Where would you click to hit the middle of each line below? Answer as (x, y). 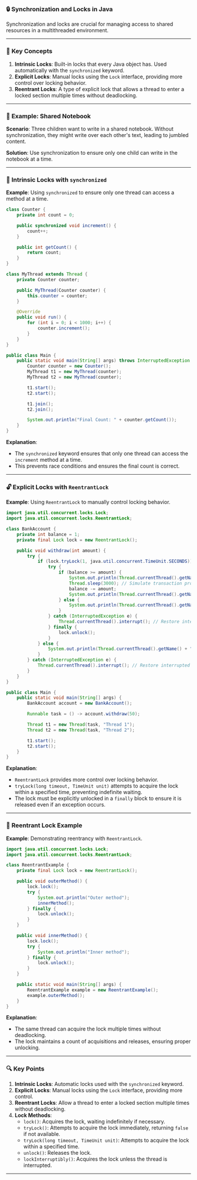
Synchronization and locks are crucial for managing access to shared (90, 24)
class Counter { (26, 210)
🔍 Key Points (26, 1069)
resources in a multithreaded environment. (57, 31)
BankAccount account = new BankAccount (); (80, 704)
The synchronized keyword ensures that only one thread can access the (101, 454)
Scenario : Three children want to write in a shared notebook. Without (90, 129)
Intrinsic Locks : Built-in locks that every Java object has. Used (91, 64)
